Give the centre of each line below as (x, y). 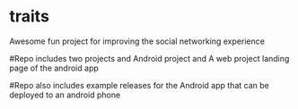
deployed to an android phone (65, 95)
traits (29, 17)
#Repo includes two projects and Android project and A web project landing (149, 58)
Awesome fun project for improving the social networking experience (137, 41)
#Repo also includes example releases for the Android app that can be (139, 85)
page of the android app (54, 68)
